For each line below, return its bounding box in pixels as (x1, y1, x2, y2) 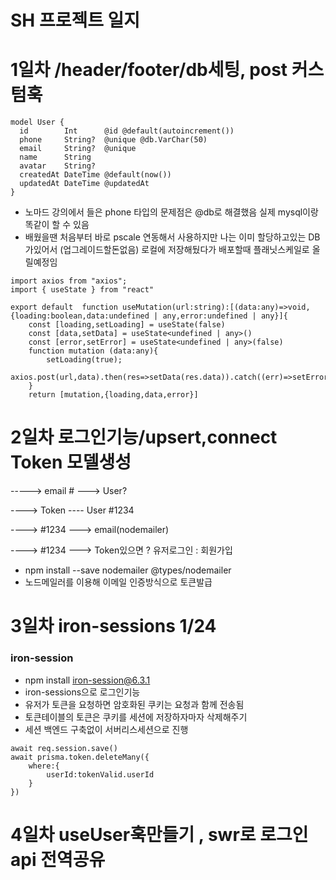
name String (19, 152, 92, 163)
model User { (10, 117, 65, 128)
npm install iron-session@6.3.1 (24, 674, 151, 686)
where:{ (28, 761, 60, 771)
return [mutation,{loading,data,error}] (28, 390, 199, 400)
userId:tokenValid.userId (46, 769, 155, 780)
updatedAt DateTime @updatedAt (19, 179, 150, 189)
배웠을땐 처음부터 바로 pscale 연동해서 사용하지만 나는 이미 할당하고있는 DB (24, 231, 321, 243)
